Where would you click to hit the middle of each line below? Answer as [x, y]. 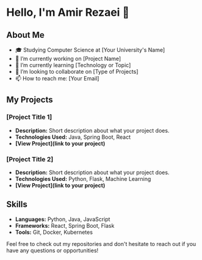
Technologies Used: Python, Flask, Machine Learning [83, 178]
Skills [17, 204]
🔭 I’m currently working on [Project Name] [68, 58]
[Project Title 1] [29, 117]
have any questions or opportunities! [52, 250]
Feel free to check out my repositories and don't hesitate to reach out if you [101, 244]
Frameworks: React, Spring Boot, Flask [65, 225]
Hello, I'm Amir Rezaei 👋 [68, 12]
